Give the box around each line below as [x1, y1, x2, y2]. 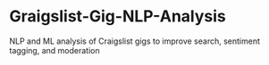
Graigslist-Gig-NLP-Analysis [9, 6, 226, 27]
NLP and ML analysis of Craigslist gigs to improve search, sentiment [9, 36, 261, 46]
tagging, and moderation [9, 45, 100, 55]
